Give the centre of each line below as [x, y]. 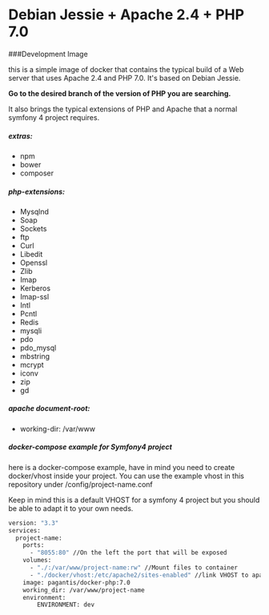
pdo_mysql [38, 348]
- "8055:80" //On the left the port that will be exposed [128, 553]
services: [25, 530]
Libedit [31, 254]
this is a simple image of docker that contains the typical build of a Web [126, 69]
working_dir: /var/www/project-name [84, 590]
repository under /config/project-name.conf [81, 484]
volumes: [37, 561]
